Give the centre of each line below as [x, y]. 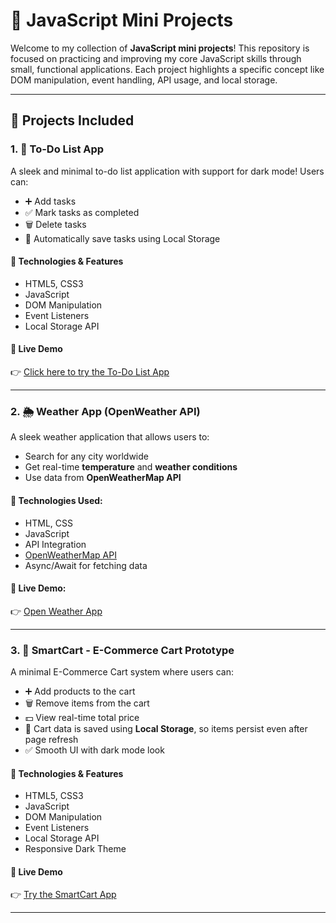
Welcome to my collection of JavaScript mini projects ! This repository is [160, 48]
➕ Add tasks [50, 201]
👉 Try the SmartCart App [63, 895]
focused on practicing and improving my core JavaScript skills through [156, 58]
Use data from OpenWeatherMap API [103, 478]
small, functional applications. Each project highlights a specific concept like [167, 69]
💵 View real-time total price [82, 718]
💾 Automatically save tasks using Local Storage [122, 238]
